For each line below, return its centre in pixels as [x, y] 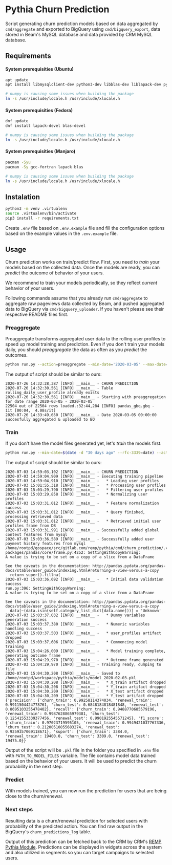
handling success [24, 629]
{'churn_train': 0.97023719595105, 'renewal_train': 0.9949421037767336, [86, 723]
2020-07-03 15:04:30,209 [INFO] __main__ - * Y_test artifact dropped [84, 696]
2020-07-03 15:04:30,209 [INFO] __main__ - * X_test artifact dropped [84, 691]
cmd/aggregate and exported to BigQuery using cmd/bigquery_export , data [83, 29]
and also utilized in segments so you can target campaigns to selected [80, 852]
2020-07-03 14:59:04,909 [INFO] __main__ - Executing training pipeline [84, 477]
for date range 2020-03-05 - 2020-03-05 [49, 401]
